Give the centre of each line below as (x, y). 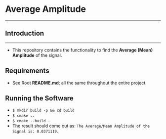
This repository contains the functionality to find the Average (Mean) (83, 50)
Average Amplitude (46, 9)
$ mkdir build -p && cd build (43, 111)
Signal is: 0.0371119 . (35, 131)
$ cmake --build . (31, 121)
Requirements (27, 71)
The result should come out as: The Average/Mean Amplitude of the (81, 126)
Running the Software (40, 98)
